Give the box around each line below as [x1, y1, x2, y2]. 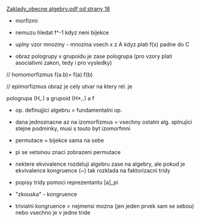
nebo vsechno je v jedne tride [15, 209, 91, 216]
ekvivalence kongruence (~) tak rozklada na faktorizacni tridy [15, 167, 171, 174]
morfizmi [15, 17, 38, 24]
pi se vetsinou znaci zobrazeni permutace [15, 149, 121, 155]
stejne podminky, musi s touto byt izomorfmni [15, 125, 130, 132]
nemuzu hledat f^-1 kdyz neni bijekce [15, 29, 109, 36]
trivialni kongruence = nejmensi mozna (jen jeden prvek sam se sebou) [15, 202, 194, 210]
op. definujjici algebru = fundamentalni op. [15, 106, 122, 114]
